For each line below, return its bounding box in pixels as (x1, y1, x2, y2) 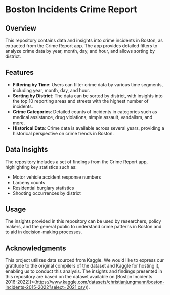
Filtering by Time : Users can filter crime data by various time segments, (12, 81, 163, 87)
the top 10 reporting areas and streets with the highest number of (12, 98, 149, 104)
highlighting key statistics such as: (5, 164, 77, 170)
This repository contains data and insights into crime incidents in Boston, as (5, 37, 163, 43)
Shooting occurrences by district (12, 190, 81, 196)
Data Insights (5, 145, 48, 154)
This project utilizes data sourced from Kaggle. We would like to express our (5, 257, 164, 263)
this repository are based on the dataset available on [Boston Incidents (5, 274, 153, 280)
